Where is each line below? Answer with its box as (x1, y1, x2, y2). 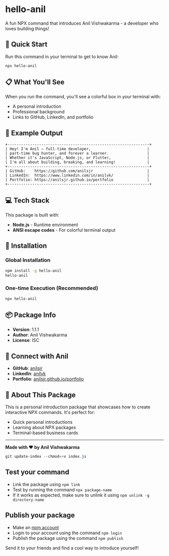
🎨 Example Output (5, 128, 63, 137)
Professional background (12, 109, 65, 115)
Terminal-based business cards (12, 430, 78, 436)
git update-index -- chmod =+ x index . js (5, 454, 87, 459)
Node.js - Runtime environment (12, 222, 78, 228)
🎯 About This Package (5, 390, 76, 399)
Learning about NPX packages (12, 425, 76, 431)
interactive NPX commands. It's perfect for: (5, 409, 96, 415)
